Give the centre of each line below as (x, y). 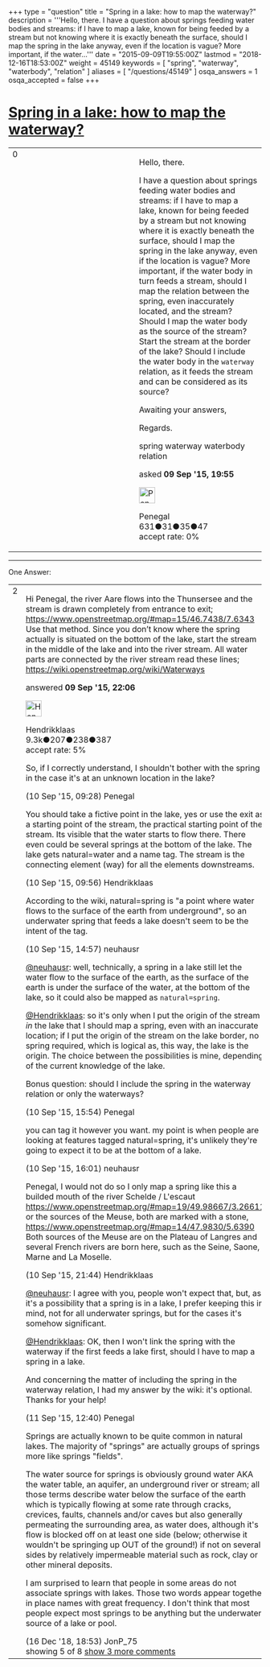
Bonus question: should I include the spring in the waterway (138, 1083)
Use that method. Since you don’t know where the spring (133, 629)
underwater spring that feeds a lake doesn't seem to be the (137, 921)
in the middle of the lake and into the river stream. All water (136, 649)
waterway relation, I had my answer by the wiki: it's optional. (139, 1389)
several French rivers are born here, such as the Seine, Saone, (143, 1247)
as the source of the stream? (193, 331)
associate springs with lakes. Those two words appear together (145, 1593)
